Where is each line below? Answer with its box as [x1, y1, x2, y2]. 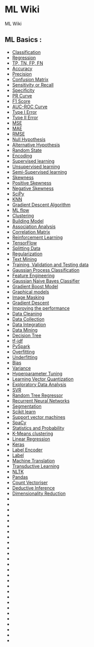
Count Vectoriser [12, 479, 48, 486]
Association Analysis [12, 223, 56, 229]
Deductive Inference [12, 484, 55, 491]
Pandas [12, 474, 28, 480]
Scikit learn [12, 409, 36, 415]
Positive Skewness [12, 179, 52, 186]
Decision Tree [12, 332, 42, 338]
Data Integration [12, 321, 46, 328]
